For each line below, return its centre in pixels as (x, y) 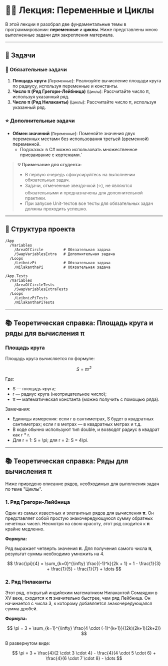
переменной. (26, 144)
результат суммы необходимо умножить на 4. (55, 554)
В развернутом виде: (28, 643)
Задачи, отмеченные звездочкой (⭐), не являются (78, 185)
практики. (35, 198)
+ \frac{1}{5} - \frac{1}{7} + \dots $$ (84, 569)
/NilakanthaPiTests (34, 302)
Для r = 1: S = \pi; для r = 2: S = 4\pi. (50, 440)
